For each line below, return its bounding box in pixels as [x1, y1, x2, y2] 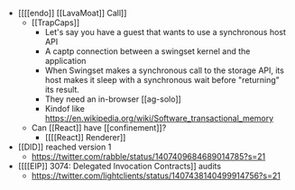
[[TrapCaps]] [31, 17, 80, 28]
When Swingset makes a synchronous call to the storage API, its [44, 65, 284, 76]
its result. [44, 85, 79, 95]
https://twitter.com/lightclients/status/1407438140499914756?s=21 [31, 170, 281, 181]
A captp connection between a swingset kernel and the [44, 46, 251, 57]
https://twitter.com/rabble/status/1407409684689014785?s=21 [31, 151, 266, 161]
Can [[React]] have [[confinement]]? [31, 122, 167, 133]
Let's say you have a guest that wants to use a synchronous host [44, 27, 287, 37]
